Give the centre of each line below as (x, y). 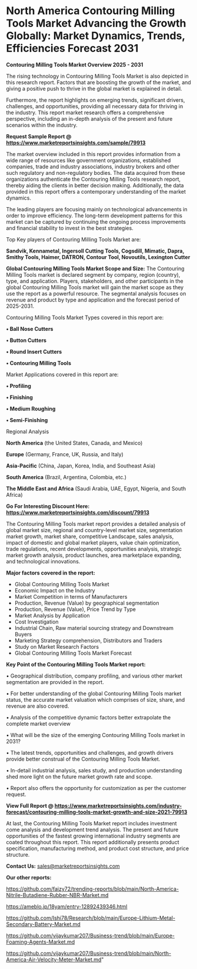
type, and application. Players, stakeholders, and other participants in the (95, 281)
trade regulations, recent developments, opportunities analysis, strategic (94, 549)
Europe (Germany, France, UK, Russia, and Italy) (65, 454)
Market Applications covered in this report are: (62, 374)
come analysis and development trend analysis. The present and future (92, 829)
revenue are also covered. (38, 706)
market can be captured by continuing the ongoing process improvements (96, 221)
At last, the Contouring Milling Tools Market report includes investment (92, 823)
